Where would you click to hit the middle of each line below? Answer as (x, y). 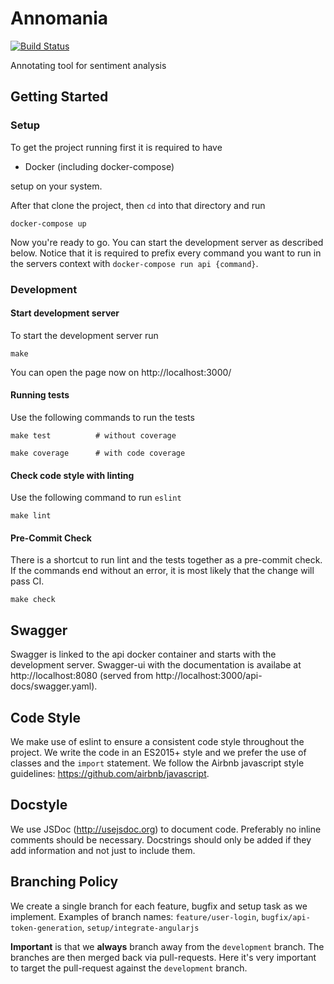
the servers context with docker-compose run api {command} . (134, 263)
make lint (31, 516)
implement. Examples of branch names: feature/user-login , (135, 916)
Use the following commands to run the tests (102, 417)
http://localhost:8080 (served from (82, 676)
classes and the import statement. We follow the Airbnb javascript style (157, 763)
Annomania (59, 18)
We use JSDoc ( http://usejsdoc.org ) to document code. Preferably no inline (166, 829)
